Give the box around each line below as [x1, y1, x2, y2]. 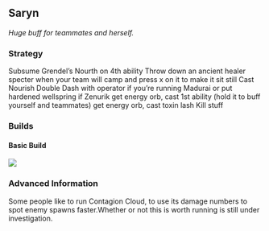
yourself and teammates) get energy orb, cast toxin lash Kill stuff [8, 101, 224, 110]
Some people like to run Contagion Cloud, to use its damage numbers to [8, 196, 248, 206]
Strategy [8, 47, 43, 59]
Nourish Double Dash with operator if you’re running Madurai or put [8, 84, 233, 93]
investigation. [8, 213, 53, 223]
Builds [8, 121, 34, 132]
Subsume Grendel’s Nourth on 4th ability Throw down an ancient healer [8, 66, 246, 76]
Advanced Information [8, 178, 99, 189]
